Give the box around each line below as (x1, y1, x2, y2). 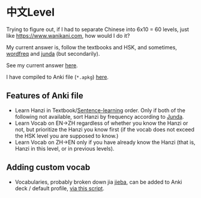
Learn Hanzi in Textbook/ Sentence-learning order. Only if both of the (14, 106, 186, 114)
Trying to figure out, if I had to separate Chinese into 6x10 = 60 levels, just (6, 25, 189, 33)
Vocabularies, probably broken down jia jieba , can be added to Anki (14, 178, 182, 185)
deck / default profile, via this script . (14, 184, 105, 192)
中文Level (6, 5, 55, 19)
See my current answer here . (6, 61, 78, 69)
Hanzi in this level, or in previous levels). (14, 145, 115, 152)
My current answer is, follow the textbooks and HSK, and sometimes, (6, 43, 177, 51)
